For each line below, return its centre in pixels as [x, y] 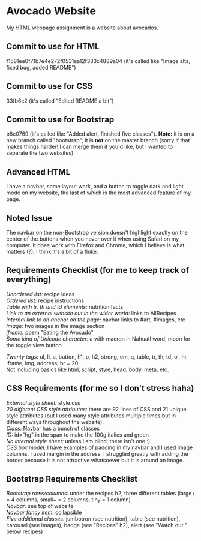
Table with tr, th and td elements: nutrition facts [65, 306]
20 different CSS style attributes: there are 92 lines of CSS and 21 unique [96, 409]
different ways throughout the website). [55, 422]
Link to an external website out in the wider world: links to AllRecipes [91, 313]
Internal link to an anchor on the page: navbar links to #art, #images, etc [96, 320]
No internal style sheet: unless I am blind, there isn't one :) [78, 441]
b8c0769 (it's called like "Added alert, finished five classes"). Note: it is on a [100, 134]
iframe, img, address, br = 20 [42, 363]
